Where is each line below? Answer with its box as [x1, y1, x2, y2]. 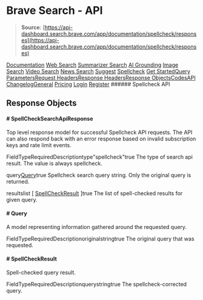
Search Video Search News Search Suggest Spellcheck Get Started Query [6, 67, 191, 75]
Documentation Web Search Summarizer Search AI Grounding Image [6, 61, 179, 68]
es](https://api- [21, 36, 59, 44]
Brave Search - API [6, 4, 103, 18]
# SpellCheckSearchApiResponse [6, 115, 93, 122]
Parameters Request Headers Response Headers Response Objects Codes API [6, 74, 196, 81]
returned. [6, 178, 30, 185]
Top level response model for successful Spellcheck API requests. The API [6, 128, 193, 136]
